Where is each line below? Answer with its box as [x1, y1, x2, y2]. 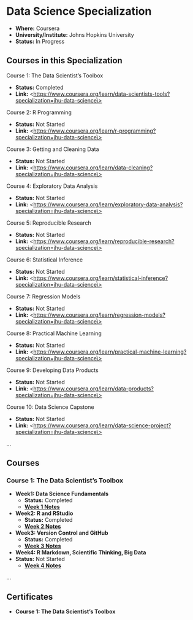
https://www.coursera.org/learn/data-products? [33, 385, 154, 392]
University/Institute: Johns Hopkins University [15, 31, 134, 38]
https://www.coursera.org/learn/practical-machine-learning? [33, 348, 187, 355]
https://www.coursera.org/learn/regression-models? [33, 311, 165, 319]
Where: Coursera [15, 25, 60, 32]
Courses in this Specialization [6, 55, 123, 66]
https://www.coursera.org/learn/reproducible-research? [33, 238, 175, 245]
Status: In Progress [15, 37, 65, 45]
